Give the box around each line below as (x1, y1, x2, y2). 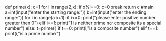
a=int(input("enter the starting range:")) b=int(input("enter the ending (5, 9, 147, 15)
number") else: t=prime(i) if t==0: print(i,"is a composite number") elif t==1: (5, 25, 159, 31)
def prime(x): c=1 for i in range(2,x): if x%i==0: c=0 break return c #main (5, 4, 154, 10)
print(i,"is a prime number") (5, 31, 61, 36)
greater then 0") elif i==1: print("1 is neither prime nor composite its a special (5, 20, 162, 26)
